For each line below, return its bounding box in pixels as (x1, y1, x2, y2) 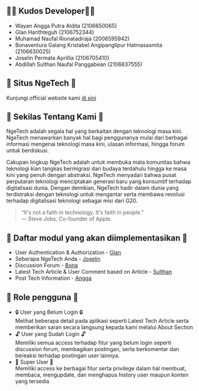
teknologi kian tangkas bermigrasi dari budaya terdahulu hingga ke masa (6, 165, 187, 172)
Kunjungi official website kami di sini (6, 94, 96, 102)
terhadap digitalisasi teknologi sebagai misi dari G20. (6, 197, 137, 204)
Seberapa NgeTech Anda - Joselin (14, 255, 101, 263)
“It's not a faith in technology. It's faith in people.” (21, 209, 144, 216)
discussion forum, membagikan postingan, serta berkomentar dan (14, 346, 180, 353)
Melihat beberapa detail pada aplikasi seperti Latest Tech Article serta (14, 317, 189, 325)
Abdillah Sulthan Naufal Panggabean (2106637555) (14, 60, 143, 68)
